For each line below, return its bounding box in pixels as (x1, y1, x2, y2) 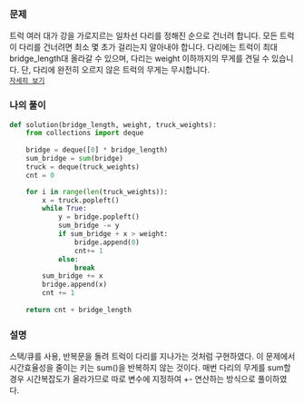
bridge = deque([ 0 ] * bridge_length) (25, 145, 169, 155)
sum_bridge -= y (57, 221, 120, 231)
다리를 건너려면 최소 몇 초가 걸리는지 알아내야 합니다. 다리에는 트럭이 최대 (18, 42, 279, 53)
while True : (42, 204, 88, 213)
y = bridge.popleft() (57, 212, 141, 222)
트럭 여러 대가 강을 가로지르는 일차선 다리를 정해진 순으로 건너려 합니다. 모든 (9, 30, 279, 42)
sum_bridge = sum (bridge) (25, 154, 124, 163)
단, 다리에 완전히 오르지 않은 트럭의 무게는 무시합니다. (21, 64, 211, 75)
